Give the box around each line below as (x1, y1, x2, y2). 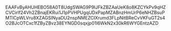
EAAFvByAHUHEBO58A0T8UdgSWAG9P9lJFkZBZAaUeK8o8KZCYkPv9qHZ (5, 4, 166, 10)
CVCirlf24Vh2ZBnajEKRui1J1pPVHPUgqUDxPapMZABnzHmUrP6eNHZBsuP (5, 9, 165, 15)
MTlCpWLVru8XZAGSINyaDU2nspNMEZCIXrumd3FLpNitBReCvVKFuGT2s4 (5, 15, 165, 20)
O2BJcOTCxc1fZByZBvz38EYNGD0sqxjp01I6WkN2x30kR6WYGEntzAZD (5, 20, 159, 26)
